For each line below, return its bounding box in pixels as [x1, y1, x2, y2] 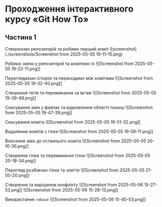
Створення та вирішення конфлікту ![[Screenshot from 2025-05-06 [5, 182, 144, 188]
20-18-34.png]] [5, 158, 36, 164]
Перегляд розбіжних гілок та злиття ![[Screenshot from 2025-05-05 [5, 167, 145, 173]
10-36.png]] [5, 143, 29, 149]
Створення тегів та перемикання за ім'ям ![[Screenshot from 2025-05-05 [5, 90, 157, 95]
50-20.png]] [5, 172, 30, 178]
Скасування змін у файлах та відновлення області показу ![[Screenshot [5, 105, 153, 110]
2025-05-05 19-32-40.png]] [5, 80, 62, 86]
